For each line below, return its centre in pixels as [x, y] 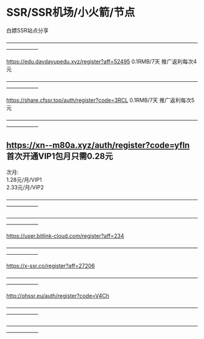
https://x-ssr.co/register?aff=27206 [51, 266]
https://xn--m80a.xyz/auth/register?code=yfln [98, 145]
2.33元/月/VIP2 [25, 187]
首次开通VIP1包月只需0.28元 [60, 156]
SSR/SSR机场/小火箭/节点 [71, 12]
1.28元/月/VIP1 [24, 180]
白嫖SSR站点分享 [27, 30]
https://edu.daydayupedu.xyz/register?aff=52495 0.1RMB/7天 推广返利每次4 [102, 61]
